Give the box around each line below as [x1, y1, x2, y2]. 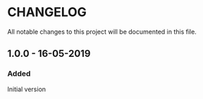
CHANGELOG [7, 4, 87, 20]
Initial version [7, 85, 47, 93]
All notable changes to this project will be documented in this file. [7, 27, 197, 36]
